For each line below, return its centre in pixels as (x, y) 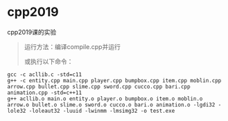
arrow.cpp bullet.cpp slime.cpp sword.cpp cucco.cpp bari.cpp (99, 86)
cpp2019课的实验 (32, 32)
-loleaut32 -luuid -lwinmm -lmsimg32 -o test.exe (102, 111)
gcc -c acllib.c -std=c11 (44, 74)
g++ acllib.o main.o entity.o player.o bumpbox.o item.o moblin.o (105, 99)
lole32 (17, 111)
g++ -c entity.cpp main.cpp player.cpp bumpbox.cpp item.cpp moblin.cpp (114, 80)
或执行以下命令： (49, 61)
